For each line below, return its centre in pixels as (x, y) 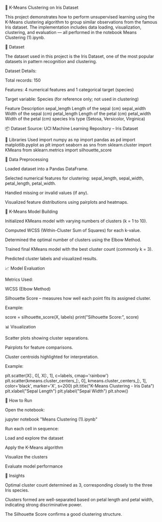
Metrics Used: (19, 279)
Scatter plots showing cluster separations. (47, 338)
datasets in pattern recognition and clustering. (51, 61)
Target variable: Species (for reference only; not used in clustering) (72, 99)
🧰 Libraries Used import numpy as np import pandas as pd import (70, 140)
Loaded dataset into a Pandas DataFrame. (47, 169)
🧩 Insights (15, 476)
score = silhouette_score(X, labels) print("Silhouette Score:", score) (72, 317)
